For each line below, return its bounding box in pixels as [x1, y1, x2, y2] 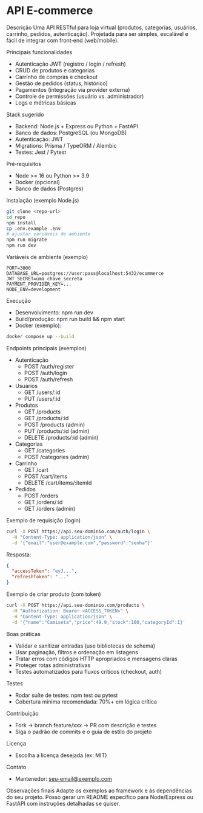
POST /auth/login [24, 369, 68, 376]
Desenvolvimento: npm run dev [15, 309, 94, 316]
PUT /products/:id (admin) [24, 427, 90, 435]
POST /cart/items [24, 472, 68, 480]
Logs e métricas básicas [15, 99, 76, 106]
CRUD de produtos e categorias [15, 66, 95, 74]
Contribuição [6, 710, 39, 717]
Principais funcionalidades [6, 48, 73, 55]
